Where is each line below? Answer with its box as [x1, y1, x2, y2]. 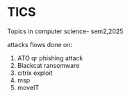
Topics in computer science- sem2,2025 [7, 27, 124, 35]
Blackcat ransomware [17, 61, 80, 69]
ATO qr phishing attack [17, 53, 83, 62]
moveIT [17, 83, 40, 91]
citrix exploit [17, 69, 53, 77]
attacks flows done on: [7, 40, 73, 48]
